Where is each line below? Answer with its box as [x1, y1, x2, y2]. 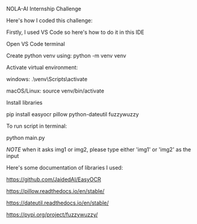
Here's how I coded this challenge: [6, 17, 92, 24]
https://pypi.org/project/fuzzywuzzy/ [6, 211, 98, 218]
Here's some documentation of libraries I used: [6, 164, 123, 171]
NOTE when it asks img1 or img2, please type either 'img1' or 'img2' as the [6, 146, 192, 153]
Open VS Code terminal [6, 41, 65, 47]
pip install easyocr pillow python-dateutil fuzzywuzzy [6, 111, 139, 117]
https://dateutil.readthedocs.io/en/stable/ [6, 199, 109, 206]
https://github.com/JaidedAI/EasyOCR [6, 176, 102, 183]
